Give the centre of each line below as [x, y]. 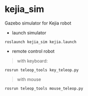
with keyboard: [32, 60]
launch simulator [29, 32]
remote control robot [33, 51]
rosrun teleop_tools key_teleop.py [42, 70]
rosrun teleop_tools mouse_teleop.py [44, 88]
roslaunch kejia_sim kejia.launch [41, 42]
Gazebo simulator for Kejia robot [38, 23]
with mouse [29, 79]
